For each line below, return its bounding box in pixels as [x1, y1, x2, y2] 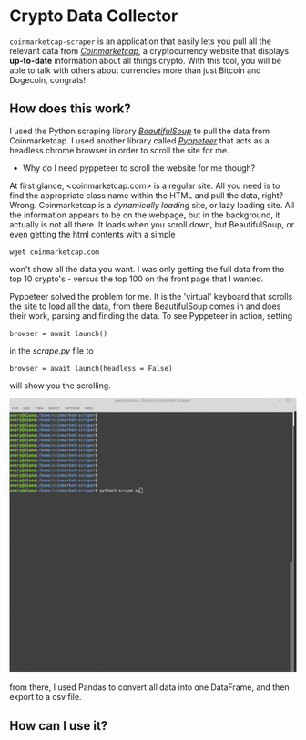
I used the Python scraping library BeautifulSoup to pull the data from [9, 125, 270, 136]
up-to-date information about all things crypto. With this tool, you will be [9, 55, 282, 66]
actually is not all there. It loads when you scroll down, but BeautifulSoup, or [9, 218, 294, 229]
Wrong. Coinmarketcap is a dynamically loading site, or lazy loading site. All [9, 199, 295, 210]
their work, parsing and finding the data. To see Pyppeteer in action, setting [9, 310, 293, 321]
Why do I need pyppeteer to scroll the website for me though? [22, 162, 256, 174]
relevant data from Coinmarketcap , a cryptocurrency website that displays [9, 45, 290, 56]
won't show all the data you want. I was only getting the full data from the [9, 263, 285, 274]
